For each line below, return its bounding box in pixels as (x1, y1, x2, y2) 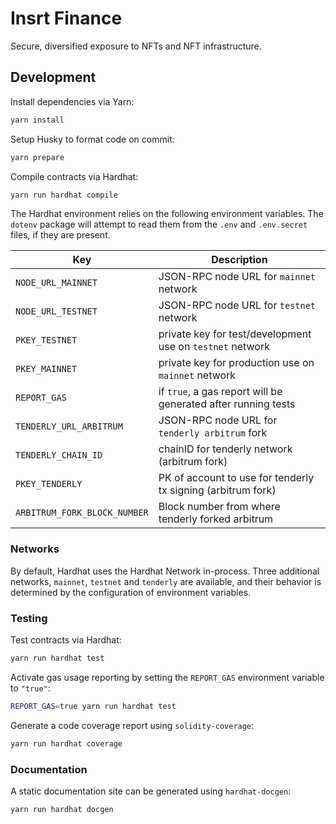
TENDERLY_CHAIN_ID (15, 450, 103, 461)
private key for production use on (158, 356, 315, 370)
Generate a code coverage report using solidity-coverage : (10, 719, 255, 731)
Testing (10, 611, 48, 625)
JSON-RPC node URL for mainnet (158, 270, 317, 284)
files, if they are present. (10, 229, 111, 241)
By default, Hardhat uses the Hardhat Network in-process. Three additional (10, 565, 320, 577)
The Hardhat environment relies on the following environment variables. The (10, 208, 324, 220)
